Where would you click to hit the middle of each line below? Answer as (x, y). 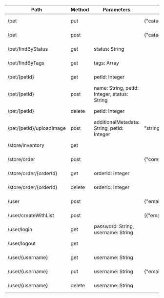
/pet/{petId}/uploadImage (37, 128)
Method (80, 10)
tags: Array (106, 63)
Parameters (117, 10)
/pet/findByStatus (28, 49)
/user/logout (21, 243)
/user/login (20, 229)
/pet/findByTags (26, 63)
